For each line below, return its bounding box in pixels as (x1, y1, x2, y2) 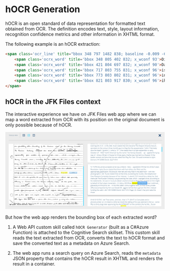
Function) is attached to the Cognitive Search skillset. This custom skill (12, 229, 160, 235)
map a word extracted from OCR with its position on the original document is (5, 116, 165, 122)
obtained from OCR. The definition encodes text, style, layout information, (5, 25, 159, 31)
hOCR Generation (5, 4, 80, 15)
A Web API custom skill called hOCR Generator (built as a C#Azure (12, 224, 149, 230)
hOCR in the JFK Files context (5, 97, 101, 106)
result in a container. (12, 260, 56, 267)
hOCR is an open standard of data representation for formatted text (5, 20, 146, 26)
